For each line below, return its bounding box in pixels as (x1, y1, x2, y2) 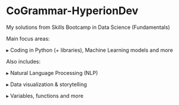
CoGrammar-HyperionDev (6, 4, 139, 18)
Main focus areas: (6, 35, 50, 42)
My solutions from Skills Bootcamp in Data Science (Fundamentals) (6, 24, 170, 31)
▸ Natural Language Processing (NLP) (6, 69, 98, 76)
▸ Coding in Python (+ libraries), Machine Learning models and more (6, 46, 173, 54)
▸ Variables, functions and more (6, 92, 84, 99)
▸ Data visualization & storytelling (6, 81, 87, 88)
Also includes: (6, 58, 41, 65)
